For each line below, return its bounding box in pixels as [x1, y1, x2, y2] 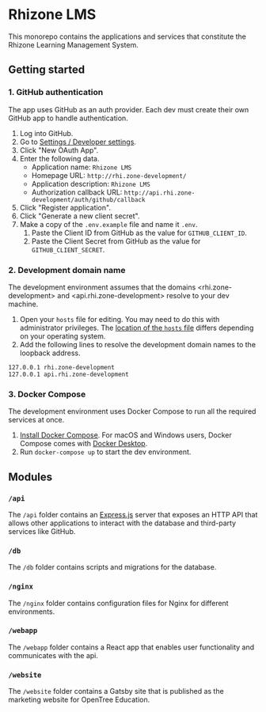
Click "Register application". [19, 203, 111, 212]
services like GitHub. [8, 526, 76, 536]
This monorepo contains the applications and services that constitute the [8, 32, 247, 41]
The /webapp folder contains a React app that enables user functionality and [8, 642, 255, 652]
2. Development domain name [8, 264, 126, 275]
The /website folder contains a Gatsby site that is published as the [8, 687, 224, 696]
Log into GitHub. [19, 128, 74, 138]
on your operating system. [19, 331, 106, 341]
